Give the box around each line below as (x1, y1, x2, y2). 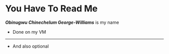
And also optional (12, 43, 49, 49)
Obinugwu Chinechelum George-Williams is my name (5, 19, 119, 25)
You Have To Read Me (5, 3, 98, 14)
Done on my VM (12, 29, 46, 35)
